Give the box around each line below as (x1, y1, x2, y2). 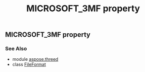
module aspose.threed (12, 56, 58, 62)
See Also (5, 45, 27, 52)
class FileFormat (12, 62, 46, 68)
